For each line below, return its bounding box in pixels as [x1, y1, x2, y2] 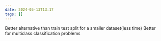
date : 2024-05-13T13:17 [5, 7, 54, 12]
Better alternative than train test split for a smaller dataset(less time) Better [5, 25, 156, 31]
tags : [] [5, 12, 23, 17]
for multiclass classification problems [5, 30, 80, 36]
